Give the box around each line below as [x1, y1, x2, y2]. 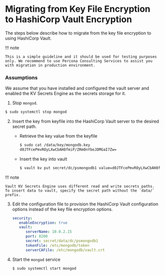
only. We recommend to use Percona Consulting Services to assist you [5, 58, 153, 63]
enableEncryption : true [19, 220, 68, 225]
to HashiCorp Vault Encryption [5, 14, 132, 25]
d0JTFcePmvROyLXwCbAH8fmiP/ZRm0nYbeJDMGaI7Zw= [19, 147, 117, 152]
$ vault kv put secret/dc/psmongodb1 [19, 165, 97, 170]
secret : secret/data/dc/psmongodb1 [25, 239, 99, 244]
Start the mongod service [12, 256, 60, 262]
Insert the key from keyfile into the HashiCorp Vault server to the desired [12, 119, 160, 125]
